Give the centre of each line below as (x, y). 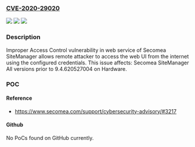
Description (23, 37)
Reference (19, 98)
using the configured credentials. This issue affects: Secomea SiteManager (97, 63)
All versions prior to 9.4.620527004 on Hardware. (66, 68)
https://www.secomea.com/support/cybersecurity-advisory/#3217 (95, 111)
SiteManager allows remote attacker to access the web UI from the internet (97, 56)
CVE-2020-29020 (33, 8)
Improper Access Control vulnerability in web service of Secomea (86, 50)
